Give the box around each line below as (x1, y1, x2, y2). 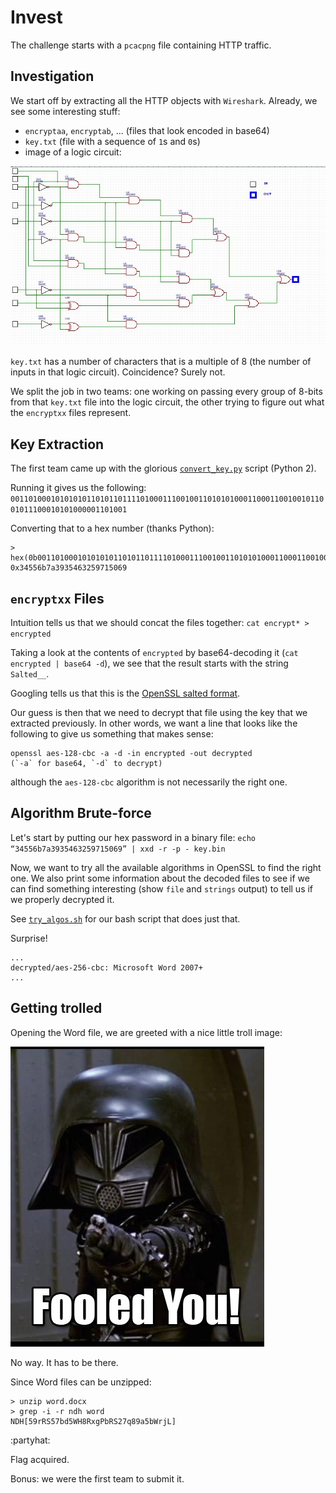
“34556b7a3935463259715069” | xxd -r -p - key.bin (10, 844, 226, 854)
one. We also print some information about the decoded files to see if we (10, 872, 310, 884)
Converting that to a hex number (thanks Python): (10, 522, 215, 535)
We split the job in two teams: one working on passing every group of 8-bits (10, 386, 323, 398)
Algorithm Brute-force (10, 805, 152, 822)
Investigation (10, 68, 95, 85)
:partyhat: (10, 1434, 51, 1446)
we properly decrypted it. (10, 893, 115, 905)
